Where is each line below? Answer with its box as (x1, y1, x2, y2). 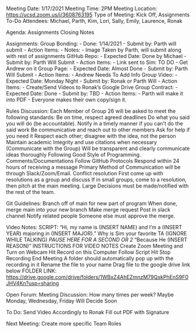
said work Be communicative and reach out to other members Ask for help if (6, 126, 190, 133)
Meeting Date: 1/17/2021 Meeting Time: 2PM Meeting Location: (6, 5, 157, 12)
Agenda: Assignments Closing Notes (6, 29, 95, 36)
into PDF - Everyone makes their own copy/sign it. (6, 96, 127, 103)
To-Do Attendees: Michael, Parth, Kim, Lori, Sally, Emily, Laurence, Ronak (6, 18, 183, 24)
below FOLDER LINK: (6, 267, 57, 274)
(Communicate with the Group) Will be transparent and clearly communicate (6, 145, 190, 152)
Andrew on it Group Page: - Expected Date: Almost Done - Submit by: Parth (6, 65, 188, 72)
